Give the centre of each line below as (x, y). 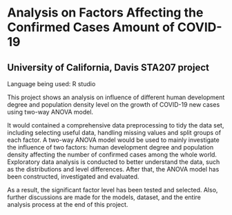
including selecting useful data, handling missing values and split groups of (114, 133)
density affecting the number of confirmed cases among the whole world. (112, 154)
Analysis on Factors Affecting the (105, 13)
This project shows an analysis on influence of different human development (116, 97)
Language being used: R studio (51, 84)
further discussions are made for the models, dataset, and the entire (104, 197)
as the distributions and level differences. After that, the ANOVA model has (113, 169)
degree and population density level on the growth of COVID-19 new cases (114, 104)
